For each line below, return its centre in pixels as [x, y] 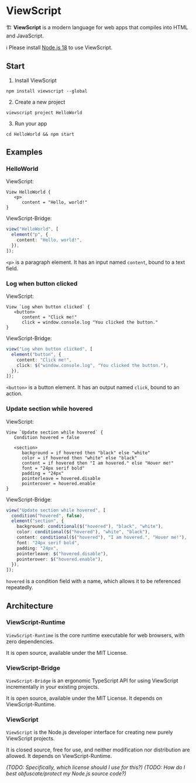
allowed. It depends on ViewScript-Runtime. [59, 756]
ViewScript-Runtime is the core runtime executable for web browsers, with [95, 635]
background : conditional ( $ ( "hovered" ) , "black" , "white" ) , [90, 527]
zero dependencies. [30, 641]
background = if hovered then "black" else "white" [86, 453]
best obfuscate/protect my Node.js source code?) [66, 774]
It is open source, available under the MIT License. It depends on [84, 698]
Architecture [30, 606]
